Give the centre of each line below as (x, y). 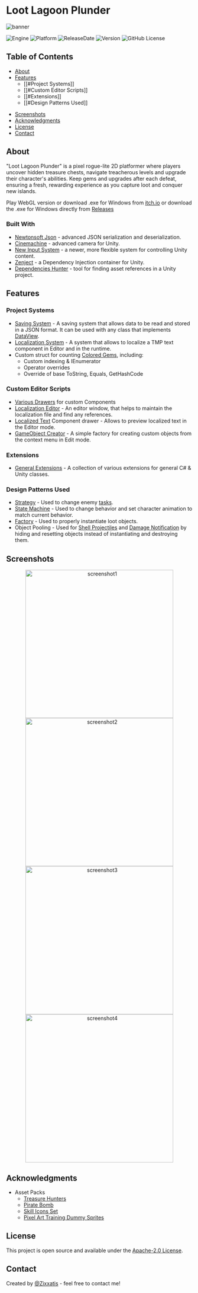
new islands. (21, 191)
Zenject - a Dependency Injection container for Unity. (79, 262)
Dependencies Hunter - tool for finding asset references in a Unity (95, 268)
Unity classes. (32, 474)
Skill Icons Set (40, 1211)
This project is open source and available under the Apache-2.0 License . (95, 1250)
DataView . (27, 336)
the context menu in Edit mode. (53, 440)
